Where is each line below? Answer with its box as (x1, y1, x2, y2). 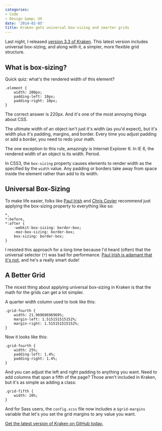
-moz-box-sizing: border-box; (14, 229, 75, 234)
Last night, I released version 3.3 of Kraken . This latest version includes (5, 39, 148, 44)
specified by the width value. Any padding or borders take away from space (5, 165, 157, 171)
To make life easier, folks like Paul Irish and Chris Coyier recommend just (5, 198, 151, 204)
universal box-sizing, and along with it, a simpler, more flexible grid (5, 44, 139, 50)
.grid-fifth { (5, 389, 34, 393)
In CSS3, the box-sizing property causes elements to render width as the (5, 160, 152, 166)
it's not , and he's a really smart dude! (5, 257, 79, 263)
